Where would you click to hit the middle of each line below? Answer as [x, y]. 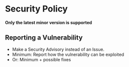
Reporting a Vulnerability [44, 38]
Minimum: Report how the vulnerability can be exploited [68, 54]
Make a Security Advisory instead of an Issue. [58, 49]
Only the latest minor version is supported [49, 22]
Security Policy [37, 9]
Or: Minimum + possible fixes [42, 59]
